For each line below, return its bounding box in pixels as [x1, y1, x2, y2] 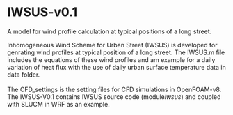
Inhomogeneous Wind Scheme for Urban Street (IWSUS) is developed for [7, 40, 218, 49]
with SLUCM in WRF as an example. [7, 100, 110, 108]
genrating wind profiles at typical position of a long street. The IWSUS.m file [7, 48, 225, 56]
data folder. [7, 70, 40, 79]
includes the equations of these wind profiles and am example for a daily [7, 55, 216, 63]
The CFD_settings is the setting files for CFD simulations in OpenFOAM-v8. [7, 85, 222, 93]
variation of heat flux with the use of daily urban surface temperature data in [7, 63, 226, 71]
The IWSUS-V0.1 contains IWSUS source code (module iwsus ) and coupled [7, 92, 221, 101]
